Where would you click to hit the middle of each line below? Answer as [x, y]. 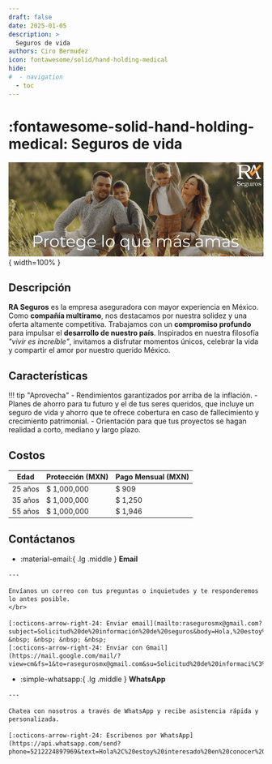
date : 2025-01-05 [38, 26]
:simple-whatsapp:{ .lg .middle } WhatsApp [93, 679]
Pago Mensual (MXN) [153, 477]
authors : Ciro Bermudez [49, 52]
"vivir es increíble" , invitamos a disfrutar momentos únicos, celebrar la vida [134, 341]
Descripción [40, 288]
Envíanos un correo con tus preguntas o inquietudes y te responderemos [134, 591]
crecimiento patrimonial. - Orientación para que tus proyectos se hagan [127, 421]
